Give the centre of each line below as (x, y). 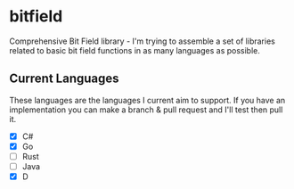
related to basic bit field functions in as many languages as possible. (135, 50)
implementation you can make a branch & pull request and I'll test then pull (146, 110)
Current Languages (64, 79)
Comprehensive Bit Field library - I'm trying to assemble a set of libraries (143, 41)
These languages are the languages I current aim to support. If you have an (147, 100)
